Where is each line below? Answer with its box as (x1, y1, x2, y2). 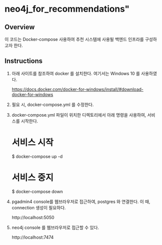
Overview (4, 23, 35, 31)
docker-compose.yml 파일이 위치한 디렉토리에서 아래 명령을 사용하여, (11, 112, 146, 118)
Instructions (4, 57, 43, 65)
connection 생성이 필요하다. (11, 204, 66, 210)
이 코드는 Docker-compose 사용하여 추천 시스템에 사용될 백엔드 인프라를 (4, 37, 144, 42)
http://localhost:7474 (11, 234, 54, 240)
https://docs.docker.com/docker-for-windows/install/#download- (11, 86, 144, 92)
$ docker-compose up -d (11, 153, 63, 159)
